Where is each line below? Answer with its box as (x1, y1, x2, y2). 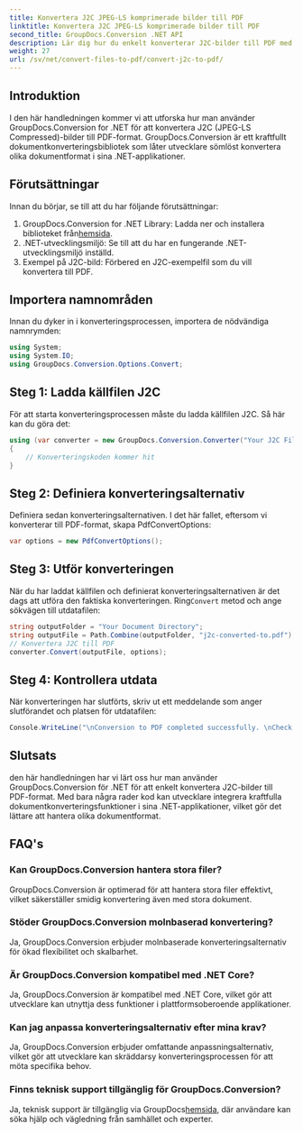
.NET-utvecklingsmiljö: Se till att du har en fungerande (22, 237, 224, 248)
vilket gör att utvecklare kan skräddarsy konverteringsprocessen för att (9, 1051, 273, 1062)
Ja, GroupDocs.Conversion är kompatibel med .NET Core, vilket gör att (9, 989, 272, 1001)
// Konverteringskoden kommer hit (25, 452, 155, 461)
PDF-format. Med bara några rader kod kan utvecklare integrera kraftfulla (9, 790, 282, 802)
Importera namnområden (9, 292, 153, 307)
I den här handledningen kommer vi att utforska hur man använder (9, 112, 255, 123)
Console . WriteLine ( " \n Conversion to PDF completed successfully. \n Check (9, 723, 293, 733)
